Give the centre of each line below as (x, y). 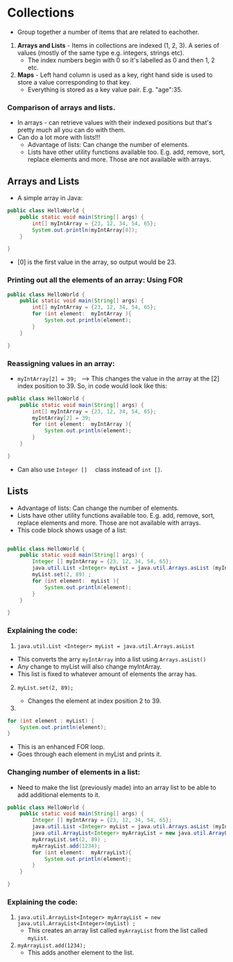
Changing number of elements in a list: (74, 772)
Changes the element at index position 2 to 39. (94, 701)
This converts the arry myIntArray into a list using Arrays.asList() (112, 659)
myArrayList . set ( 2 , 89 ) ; (70, 839)
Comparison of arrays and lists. (61, 107)
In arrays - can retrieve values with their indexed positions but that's (115, 123)
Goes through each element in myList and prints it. (89, 754)
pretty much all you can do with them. (71, 130)
